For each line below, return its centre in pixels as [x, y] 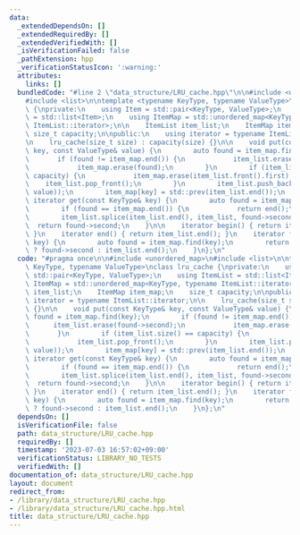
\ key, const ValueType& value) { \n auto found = [133, 150]
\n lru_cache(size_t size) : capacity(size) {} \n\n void [146, 142]
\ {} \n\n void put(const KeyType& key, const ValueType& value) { [158, 309]
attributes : [40, 76]
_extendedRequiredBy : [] [63, 34]
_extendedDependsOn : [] [61, 26]
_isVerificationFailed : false [73, 51]
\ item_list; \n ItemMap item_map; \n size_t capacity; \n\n [147, 292]
